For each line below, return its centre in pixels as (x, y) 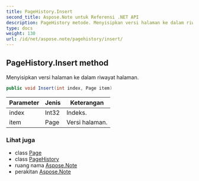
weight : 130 (21, 34)
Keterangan (87, 102)
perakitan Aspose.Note (43, 172)
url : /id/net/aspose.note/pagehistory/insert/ (65, 39)
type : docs (20, 28)
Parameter (24, 102)
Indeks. (77, 112)
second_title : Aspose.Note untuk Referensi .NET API (73, 17)
